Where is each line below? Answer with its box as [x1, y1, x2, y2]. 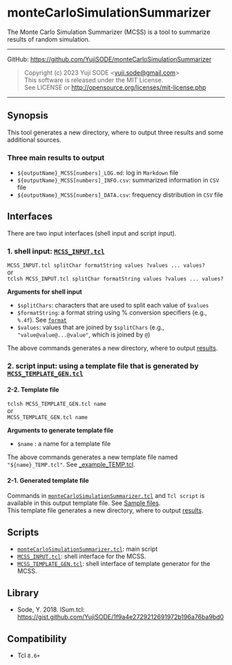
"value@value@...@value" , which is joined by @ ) [17, 330, 151, 339]
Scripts [7, 526, 39, 538]
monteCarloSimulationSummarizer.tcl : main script [17, 545, 158, 553]
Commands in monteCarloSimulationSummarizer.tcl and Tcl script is [7, 492, 205, 500]
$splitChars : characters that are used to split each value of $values [17, 301, 209, 310]
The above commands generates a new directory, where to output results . [7, 344, 218, 353]
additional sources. [7, 135, 61, 143]
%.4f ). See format [17, 316, 67, 324]
